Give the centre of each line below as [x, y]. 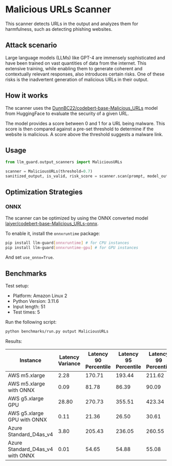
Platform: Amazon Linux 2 [40, 296]
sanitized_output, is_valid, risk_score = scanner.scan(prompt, [75, 176]
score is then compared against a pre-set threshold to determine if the [79, 129]
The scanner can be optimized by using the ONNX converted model [77, 218]
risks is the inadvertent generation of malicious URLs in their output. [77, 79]
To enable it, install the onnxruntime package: [53, 233]
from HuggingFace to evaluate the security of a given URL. [67, 113]
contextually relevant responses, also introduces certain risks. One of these [85, 74]
